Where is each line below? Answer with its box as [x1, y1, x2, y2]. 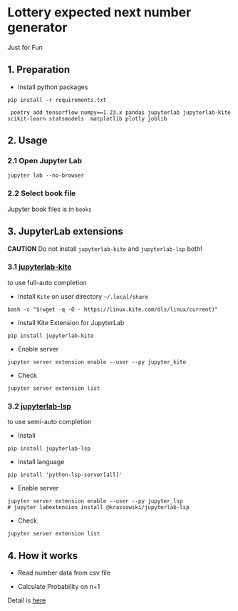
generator [7, 19, 68, 36]
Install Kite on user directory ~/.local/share [17, 292, 149, 300]
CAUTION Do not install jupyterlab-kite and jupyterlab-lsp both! [7, 244, 202, 253]
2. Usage [7, 135, 48, 147]
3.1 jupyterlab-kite [7, 262, 72, 272]
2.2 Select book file [7, 188, 76, 198]
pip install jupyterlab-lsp [7, 445, 91, 453]
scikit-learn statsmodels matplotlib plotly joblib [7, 115, 167, 122]
